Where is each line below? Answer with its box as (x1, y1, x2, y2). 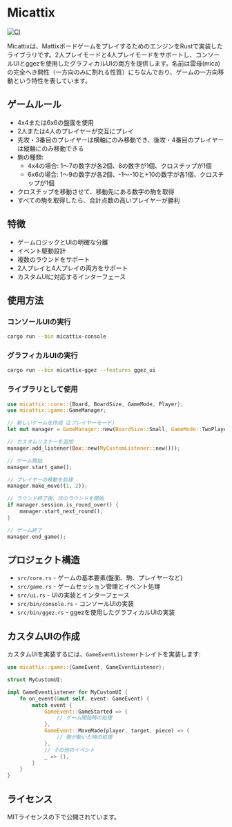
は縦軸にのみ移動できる (17, 144, 84, 153)
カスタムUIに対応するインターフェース (17, 272, 126, 281)
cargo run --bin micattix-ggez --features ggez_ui (7, 367, 156, 374)
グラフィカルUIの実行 (7, 351, 78, 361)
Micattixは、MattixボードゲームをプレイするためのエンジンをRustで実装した (7, 41, 223, 50)
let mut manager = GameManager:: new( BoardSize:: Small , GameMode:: (7, 426, 202, 433)
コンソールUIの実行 (7, 316, 71, 326)
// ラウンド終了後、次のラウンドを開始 (7, 495, 104, 502)
